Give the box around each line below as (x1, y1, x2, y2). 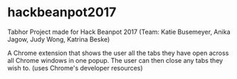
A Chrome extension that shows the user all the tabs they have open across (7, 49, 229, 57)
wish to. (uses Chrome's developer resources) (7, 63, 144, 72)
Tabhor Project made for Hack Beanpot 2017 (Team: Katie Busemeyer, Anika (7, 28, 231, 36)
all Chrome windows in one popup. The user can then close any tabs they (7, 56, 223, 64)
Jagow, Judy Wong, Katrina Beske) (7, 35, 110, 43)
